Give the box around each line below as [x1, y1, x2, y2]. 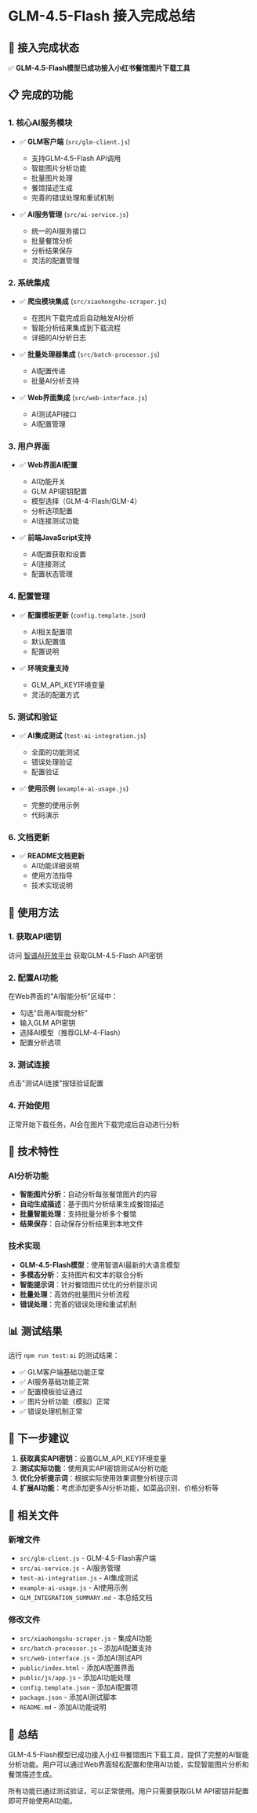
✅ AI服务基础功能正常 [19, 1377, 89, 1386]
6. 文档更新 [8, 831, 50, 842]
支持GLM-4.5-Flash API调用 [31, 153, 121, 163]
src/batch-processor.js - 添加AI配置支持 [19, 1643, 153, 1653]
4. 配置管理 [8, 591, 50, 602]
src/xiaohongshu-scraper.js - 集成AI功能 [19, 1634, 153, 1643]
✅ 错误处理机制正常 [19, 1406, 83, 1415]
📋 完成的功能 [8, 88, 74, 102]
